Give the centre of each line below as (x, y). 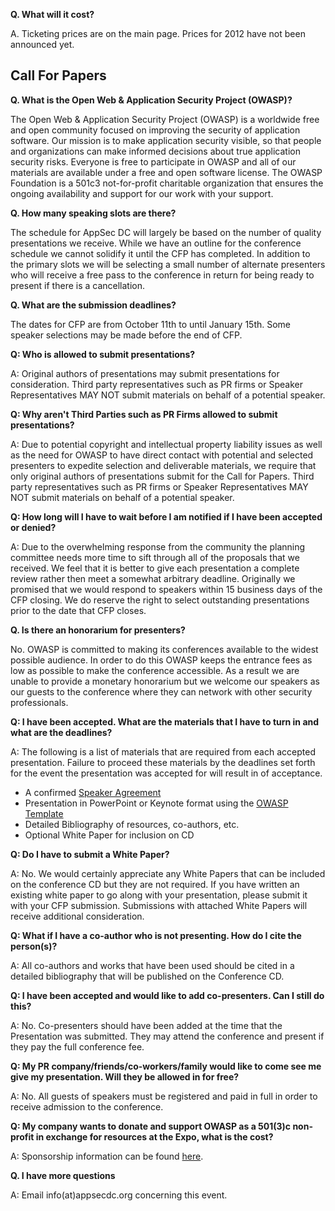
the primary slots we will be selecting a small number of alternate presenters (168, 264)
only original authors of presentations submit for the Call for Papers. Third (162, 476)
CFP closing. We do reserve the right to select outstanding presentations (160, 600)
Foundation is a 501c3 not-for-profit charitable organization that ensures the (167, 183)
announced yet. (42, 44)
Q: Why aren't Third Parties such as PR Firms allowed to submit (144, 414)
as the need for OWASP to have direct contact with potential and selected (162, 455)
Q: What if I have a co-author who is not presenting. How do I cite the (156, 935)
